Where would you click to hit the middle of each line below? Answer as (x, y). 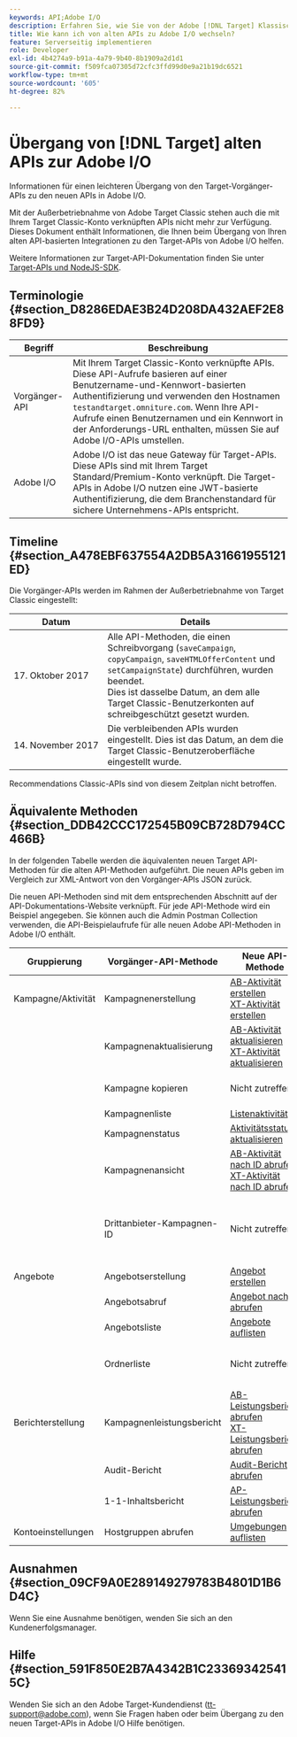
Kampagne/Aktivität (54, 999)
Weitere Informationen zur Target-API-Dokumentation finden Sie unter (137, 259)
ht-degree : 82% (37, 91)
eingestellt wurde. (145, 762)
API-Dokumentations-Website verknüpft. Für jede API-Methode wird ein (140, 906)
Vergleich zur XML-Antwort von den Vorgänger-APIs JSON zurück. (131, 879)
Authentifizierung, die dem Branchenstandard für (175, 499)
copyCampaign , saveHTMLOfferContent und (191, 659)
